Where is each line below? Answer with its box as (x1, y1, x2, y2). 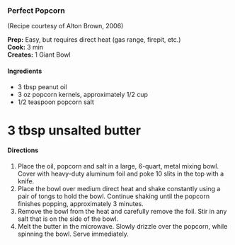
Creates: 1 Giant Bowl (7, 50, 71, 59)
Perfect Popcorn (7, 6, 66, 16)
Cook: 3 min (7, 43, 44, 52)
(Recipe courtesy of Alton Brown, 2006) (7, 22, 124, 30)
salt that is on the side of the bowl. (17, 215, 119, 223)
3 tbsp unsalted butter (7, 122, 142, 138)
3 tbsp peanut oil (17, 82, 67, 91)
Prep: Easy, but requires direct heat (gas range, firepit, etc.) (7, 35, 181, 44)
